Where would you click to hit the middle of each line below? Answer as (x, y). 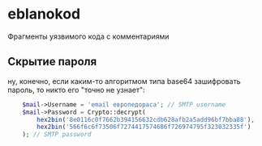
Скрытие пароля (52, 62)
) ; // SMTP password (57, 135)
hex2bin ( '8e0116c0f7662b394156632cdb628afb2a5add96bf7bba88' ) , (146, 119)
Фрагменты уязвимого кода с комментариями (88, 36)
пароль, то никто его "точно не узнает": (76, 90)
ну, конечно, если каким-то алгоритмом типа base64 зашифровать (124, 81)
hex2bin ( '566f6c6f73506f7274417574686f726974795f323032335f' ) (144, 127)
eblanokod (44, 14)
